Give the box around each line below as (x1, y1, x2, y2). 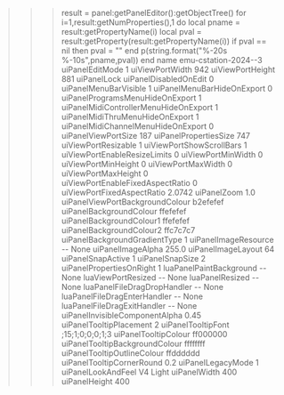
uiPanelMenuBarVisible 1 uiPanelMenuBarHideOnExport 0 (61, 84, 273, 93)
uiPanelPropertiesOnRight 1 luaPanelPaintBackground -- (61, 262, 267, 273)
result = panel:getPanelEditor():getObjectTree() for (61, 8, 247, 18)
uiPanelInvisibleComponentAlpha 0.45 (61, 310, 202, 320)
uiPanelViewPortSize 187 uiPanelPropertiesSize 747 (61, 131, 251, 141)
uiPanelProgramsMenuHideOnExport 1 (61, 93, 202, 103)
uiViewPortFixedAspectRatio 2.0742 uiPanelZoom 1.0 (61, 187, 256, 197)
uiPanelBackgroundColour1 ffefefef (61, 215, 191, 226)
